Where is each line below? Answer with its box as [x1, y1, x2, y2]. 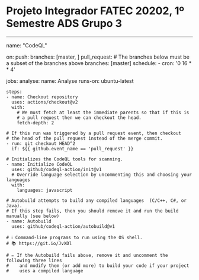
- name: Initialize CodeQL [6, 161, 73, 167]
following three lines [6, 258, 62, 263]
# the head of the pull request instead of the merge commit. [6, 135, 163, 141]
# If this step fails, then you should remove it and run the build [6, 208, 179, 214]
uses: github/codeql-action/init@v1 [11, 166, 102, 172]
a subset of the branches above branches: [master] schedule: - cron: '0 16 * [6, 59, 192, 66]
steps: [6, 89, 23, 95]
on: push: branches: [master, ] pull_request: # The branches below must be [6, 53, 190, 60]
